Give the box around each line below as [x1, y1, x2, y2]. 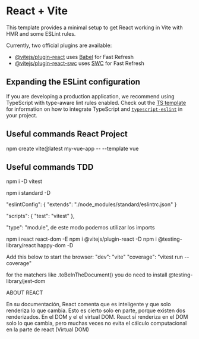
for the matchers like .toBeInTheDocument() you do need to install [6, 271, 168, 278]
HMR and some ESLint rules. [6, 30, 76, 37]
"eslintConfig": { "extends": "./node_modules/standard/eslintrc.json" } [6, 201, 177, 208]
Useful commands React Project [6, 129, 128, 139]
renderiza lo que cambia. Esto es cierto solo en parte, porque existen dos [6, 307, 186, 314]
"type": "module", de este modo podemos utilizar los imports [6, 224, 155, 231]
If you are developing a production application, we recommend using [6, 92, 175, 99]
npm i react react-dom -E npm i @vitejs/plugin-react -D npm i [6, 235, 157, 242]
